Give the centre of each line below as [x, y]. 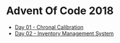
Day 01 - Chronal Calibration [49, 27]
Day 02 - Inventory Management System [64, 33]
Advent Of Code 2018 [60, 11]
